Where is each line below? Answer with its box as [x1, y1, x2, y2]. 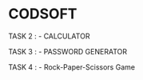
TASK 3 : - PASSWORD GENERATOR [8, 46, 128, 56]
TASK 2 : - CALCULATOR [8, 31, 90, 41]
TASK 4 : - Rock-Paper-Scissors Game [8, 62, 136, 72]
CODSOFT [8, 5, 77, 23]
